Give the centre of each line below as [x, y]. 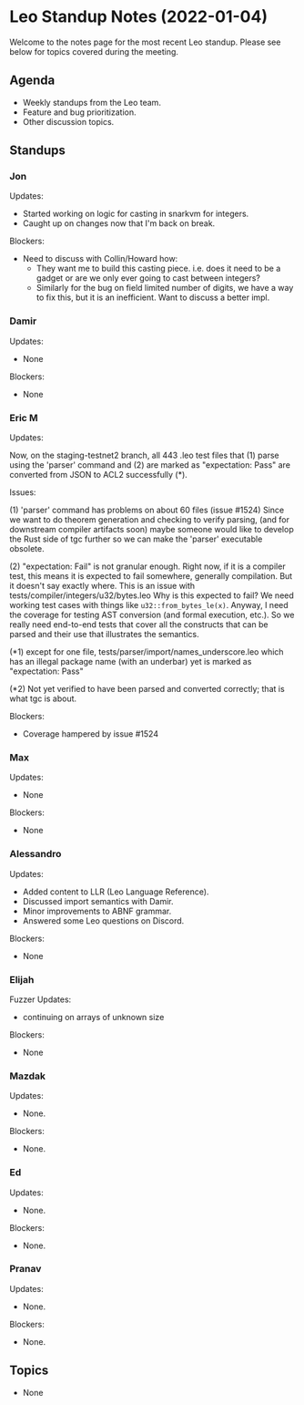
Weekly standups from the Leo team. [92, 102]
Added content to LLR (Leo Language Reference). [116, 892]
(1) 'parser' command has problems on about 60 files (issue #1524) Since [147, 510]
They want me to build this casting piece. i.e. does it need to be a [158, 269]
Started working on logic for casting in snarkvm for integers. [136, 214]
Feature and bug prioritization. [79, 112]
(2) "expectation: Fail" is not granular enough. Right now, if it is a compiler [147, 566]
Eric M [24, 418]
